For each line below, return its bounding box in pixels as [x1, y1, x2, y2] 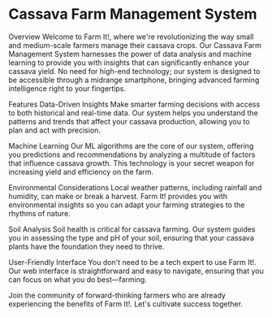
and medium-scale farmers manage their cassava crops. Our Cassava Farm [8, 40, 262, 50]
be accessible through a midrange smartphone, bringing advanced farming [8, 75, 260, 85]
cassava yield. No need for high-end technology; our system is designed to [8, 66, 261, 76]
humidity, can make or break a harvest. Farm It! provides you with [8, 191, 228, 201]
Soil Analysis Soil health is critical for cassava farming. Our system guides [8, 224, 256, 234]
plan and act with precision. [8, 125, 101, 135]
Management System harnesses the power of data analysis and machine [8, 49, 252, 59]
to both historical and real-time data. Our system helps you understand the [8, 107, 258, 118]
